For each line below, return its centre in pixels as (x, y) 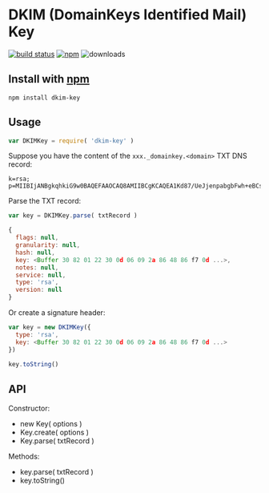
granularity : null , (48, 245)
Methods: (24, 457)
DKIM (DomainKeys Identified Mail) (128, 15)
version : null (39, 290)
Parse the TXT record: (45, 201)
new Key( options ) (51, 424)
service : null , (41, 275)
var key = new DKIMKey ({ (50, 327)
